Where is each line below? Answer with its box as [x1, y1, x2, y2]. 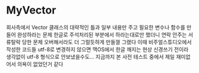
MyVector [6, 4, 56, 17]
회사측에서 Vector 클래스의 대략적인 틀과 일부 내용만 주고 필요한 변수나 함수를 [6, 24, 185, 31]
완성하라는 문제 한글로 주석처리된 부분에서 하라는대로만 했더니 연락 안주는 [17, 31, 187, 38]
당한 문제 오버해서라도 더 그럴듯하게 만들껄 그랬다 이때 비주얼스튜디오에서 [21, 38, 192, 45]
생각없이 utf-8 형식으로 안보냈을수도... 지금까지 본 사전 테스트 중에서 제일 [6, 53, 175, 60]
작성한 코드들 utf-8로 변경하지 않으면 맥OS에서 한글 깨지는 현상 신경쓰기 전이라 [6, 45, 189, 53]
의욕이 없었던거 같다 [17, 60, 64, 68]
